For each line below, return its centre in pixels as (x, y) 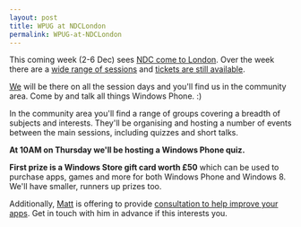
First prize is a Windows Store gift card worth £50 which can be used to (144, 168)
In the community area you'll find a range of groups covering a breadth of (145, 114)
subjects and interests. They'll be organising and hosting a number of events (150, 123)
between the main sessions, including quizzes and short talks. (124, 133)
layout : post (34, 17)
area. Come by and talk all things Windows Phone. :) (106, 96)
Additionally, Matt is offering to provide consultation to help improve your (144, 204)
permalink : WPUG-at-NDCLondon (66, 34)
